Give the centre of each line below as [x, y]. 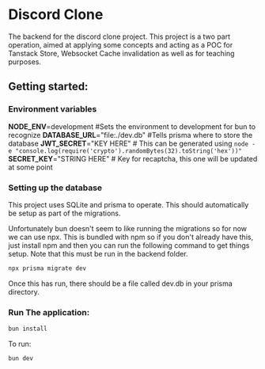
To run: [20, 344]
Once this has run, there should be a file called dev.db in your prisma [121, 283]
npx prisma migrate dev [47, 268]
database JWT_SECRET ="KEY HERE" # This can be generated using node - [132, 143]
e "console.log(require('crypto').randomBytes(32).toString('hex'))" [125, 151]
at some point [30, 167]
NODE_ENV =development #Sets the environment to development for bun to [132, 126]
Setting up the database [55, 188]
